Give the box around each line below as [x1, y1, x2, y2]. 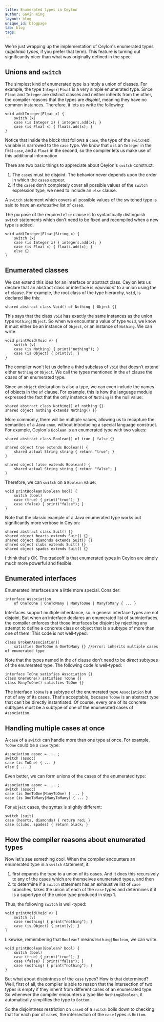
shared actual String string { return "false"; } [14, 466, 117, 471]
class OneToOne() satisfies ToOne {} [5, 676, 82, 681]
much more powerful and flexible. [5, 560, 73, 566]
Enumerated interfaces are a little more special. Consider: [5, 587, 121, 593]
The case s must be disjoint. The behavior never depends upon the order [12, 172, 157, 177]
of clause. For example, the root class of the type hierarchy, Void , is [5, 290, 141, 296]
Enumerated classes [5, 266, 69, 274]
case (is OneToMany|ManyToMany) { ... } [5, 796, 89, 800]
